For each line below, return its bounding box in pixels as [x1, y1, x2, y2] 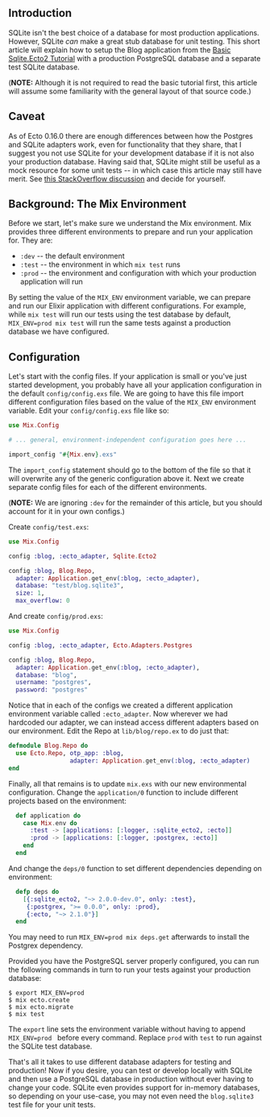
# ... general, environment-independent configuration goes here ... [8, 436, 247, 444]
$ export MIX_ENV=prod [8, 989, 85, 998]
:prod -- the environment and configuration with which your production [19, 268, 257, 278]
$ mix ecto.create [8, 996, 70, 1004]
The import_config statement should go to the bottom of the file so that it [8, 465, 251, 475]
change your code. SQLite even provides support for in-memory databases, [8, 1083, 260, 1093]
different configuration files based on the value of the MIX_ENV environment [8, 397, 256, 407]
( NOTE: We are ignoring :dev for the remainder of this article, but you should [8, 497, 263, 507]
